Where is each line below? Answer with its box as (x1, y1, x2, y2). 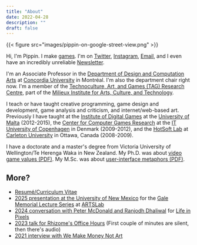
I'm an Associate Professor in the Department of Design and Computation (6, 70, 185, 77)
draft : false (6, 25, 38, 31)
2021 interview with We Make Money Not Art (14, 232, 123, 239)
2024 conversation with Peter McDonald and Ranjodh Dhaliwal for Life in (14, 207, 191, 214)
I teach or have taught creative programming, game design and (6, 101, 159, 108)
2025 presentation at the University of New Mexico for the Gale (14, 195, 169, 202)
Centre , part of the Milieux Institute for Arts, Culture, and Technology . (6, 89, 174, 96)
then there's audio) (14, 226, 61, 233)
